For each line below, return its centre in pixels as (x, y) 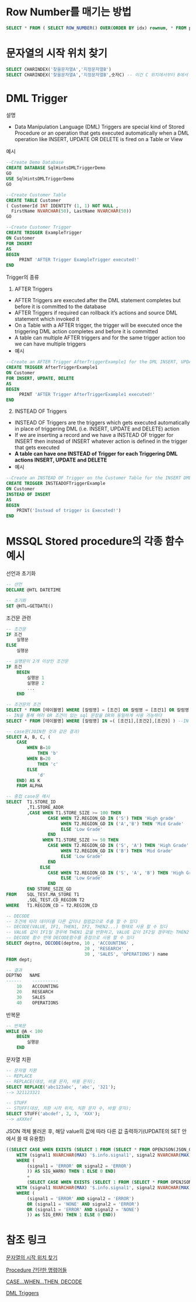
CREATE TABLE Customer (34, 200)
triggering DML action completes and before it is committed (86, 332)
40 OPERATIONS (38, 1003)
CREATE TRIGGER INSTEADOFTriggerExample (56, 484)
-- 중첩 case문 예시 (28, 797)
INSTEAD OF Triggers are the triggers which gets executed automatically (102, 423)
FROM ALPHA (30, 786)
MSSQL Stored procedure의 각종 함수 (95, 541)
